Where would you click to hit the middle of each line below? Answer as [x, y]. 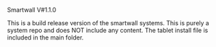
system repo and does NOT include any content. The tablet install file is [108, 30]
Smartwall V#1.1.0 [32, 10]
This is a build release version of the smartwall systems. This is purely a [108, 23]
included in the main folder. [45, 37]
